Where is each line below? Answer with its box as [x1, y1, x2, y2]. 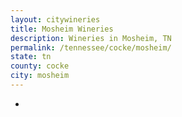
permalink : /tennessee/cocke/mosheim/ [10, 42, 172, 53]
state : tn [10, 52, 52, 62]
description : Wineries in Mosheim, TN [10, 33, 172, 43]
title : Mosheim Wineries [10, 24, 114, 34]
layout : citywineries [10, 14, 101, 25]
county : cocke [10, 61, 70, 71]
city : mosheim [10, 71, 70, 81]
